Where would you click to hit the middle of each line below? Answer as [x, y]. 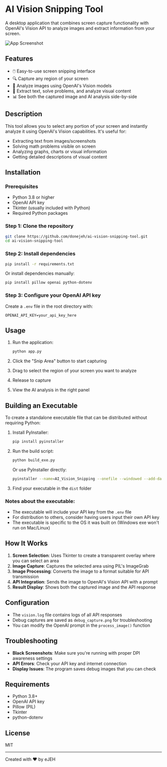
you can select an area [36, 561]
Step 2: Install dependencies [40, 254]
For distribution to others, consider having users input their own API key [86, 517]
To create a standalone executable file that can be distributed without [76, 418]
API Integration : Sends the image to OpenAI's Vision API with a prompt [85, 582]
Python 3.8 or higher [33, 197]
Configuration [27, 603]
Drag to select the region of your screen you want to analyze [74, 371]
